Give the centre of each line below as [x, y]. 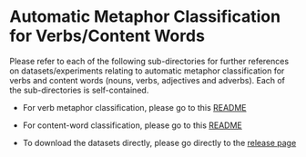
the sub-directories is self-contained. [79, 90]
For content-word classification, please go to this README [133, 125]
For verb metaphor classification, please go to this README [134, 107]
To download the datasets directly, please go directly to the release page [159, 142]
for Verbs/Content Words [107, 36]
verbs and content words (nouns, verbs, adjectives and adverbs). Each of [147, 80]
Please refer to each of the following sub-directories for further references [149, 61]
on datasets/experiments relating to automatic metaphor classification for [147, 71]
